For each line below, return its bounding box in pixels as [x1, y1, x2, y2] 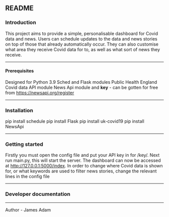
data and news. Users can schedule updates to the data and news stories [5, 36, 157, 42]
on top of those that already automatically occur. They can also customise [5, 41, 158, 47]
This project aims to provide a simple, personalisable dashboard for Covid [5, 30, 158, 37]
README [5, 4, 34, 13]
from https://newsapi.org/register [5, 90, 74, 96]
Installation [5, 107, 34, 114]
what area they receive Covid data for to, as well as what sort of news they [5, 46, 160, 52]
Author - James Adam [5, 206, 51, 212]
